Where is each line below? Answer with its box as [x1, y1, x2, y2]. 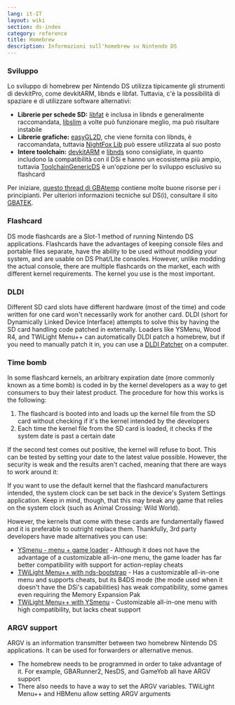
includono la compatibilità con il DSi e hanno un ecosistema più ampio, [17, 155, 222, 163]
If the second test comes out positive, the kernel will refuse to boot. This [7, 445, 217, 454]
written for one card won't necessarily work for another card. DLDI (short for [7, 310, 229, 318]
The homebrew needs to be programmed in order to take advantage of [17, 660, 222, 669]
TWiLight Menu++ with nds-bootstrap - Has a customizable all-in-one [17, 568, 220, 577]
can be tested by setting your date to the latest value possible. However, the [7, 453, 227, 462]
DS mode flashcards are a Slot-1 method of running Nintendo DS [7, 232, 194, 241]
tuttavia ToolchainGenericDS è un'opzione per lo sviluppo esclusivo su [17, 163, 222, 171]
